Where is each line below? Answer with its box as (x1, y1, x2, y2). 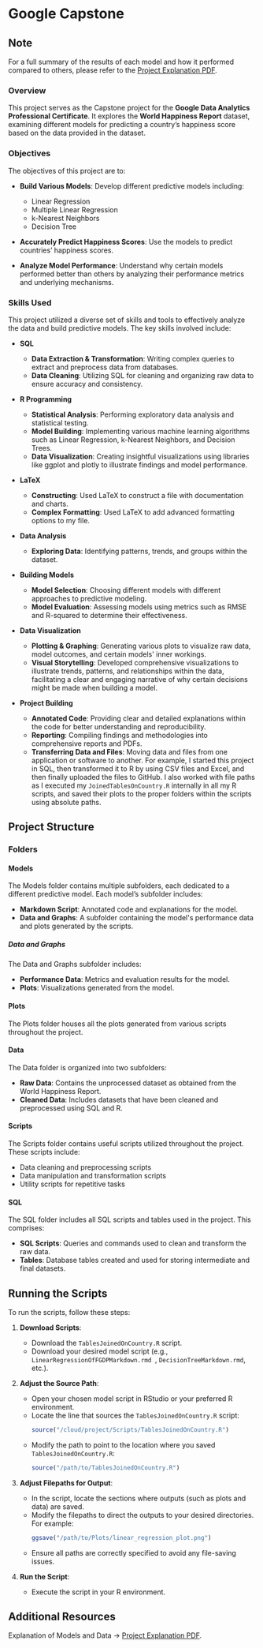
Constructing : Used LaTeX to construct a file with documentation (31, 490, 244, 500)
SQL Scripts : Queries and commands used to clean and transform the (19, 1238, 246, 1248)
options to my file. (31, 515, 91, 525)
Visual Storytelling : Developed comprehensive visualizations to (31, 657, 239, 667)
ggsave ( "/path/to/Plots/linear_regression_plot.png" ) (31, 1534, 212, 1541)
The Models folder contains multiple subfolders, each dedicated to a (8, 881, 230, 890)
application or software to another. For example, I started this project (31, 755, 254, 765)
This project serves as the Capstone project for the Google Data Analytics (8, 103, 250, 113)
